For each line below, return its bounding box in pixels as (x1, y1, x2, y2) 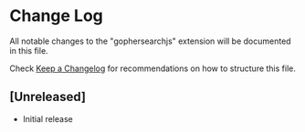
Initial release (22, 113, 73, 124)
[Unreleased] (9, 89, 87, 105)
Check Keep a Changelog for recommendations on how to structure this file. (9, 63, 297, 74)
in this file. (9, 45, 48, 56)
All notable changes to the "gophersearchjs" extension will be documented (9, 36, 291, 46)
